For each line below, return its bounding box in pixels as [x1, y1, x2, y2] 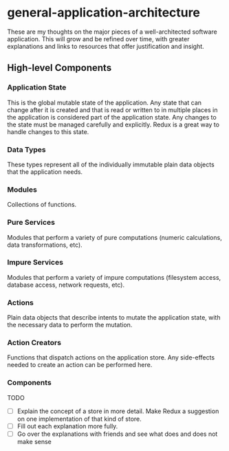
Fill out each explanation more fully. [17, 421, 118, 430]
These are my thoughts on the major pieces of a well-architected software [7, 27, 218, 36]
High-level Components [7, 62, 112, 74]
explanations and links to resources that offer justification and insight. [7, 42, 204, 50]
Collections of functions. [7, 201, 77, 209]
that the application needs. [7, 167, 83, 176]
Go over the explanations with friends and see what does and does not [17, 430, 218, 438]
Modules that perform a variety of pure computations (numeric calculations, [7, 233, 222, 241]
